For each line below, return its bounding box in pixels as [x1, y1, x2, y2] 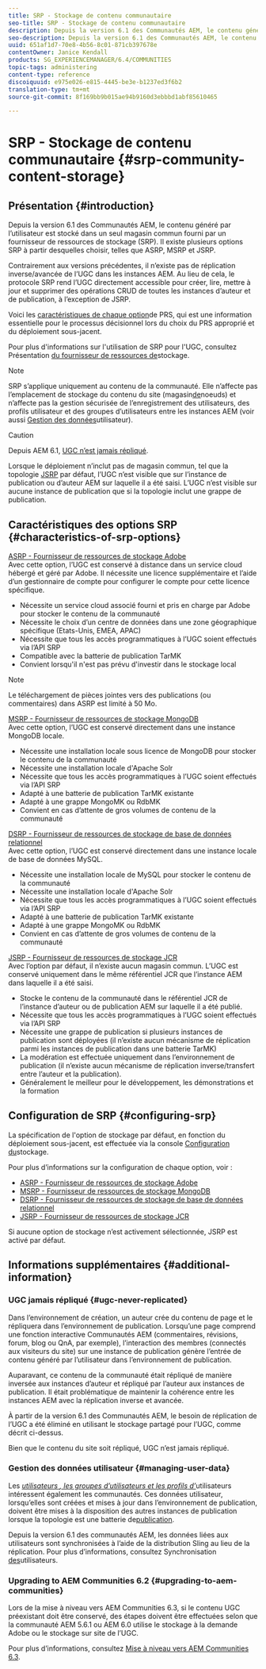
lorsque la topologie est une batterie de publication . [8, 1514, 175, 1524]
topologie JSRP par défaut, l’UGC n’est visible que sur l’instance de [8, 470, 227, 479]
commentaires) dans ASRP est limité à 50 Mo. [8, 699, 158, 709]
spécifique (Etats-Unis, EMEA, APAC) [19, 626, 141, 636]
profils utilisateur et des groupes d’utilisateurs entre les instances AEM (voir [8, 406, 255, 417]
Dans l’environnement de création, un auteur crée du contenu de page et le [8, 1313, 253, 1322]
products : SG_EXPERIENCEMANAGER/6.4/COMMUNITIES [8, 56, 172, 64]
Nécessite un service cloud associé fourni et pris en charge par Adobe [19, 601, 251, 610]
